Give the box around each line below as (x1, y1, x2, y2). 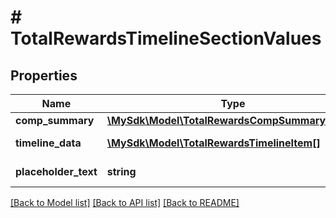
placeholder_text (15, 165, 98, 178)
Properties (10, 67, 78, 84)
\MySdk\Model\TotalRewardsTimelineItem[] (106, 136, 321, 150)
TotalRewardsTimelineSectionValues (10, 27, 322, 50)
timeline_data (15, 136, 82, 150)
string (106, 165, 137, 178)
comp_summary (15, 114, 95, 127)
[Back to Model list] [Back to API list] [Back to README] (10, 197, 240, 208)
